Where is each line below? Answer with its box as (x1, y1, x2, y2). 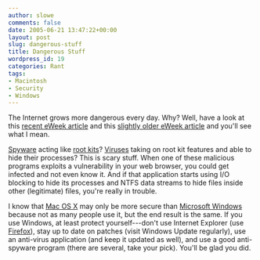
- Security (8, 84, 44, 92)
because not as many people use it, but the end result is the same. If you (8, 210, 243, 219)
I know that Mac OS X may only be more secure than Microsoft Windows (8, 201, 243, 211)
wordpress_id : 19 (8, 56, 65, 63)
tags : (8, 70, 26, 78)
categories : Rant (8, 63, 65, 70)
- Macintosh (8, 77, 47, 85)
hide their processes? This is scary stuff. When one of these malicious (8, 153, 235, 163)
